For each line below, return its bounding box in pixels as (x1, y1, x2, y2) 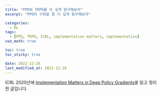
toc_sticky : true (5, 52, 41, 57)
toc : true (5, 48, 26, 52)
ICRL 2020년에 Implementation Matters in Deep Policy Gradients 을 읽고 (5, 79, 148, 86)
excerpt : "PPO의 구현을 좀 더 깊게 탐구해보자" (5, 12, 91, 17)
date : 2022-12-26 (5, 61, 41, 66)
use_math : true (5, 39, 36, 44)
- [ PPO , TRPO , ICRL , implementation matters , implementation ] (9, 34, 139, 39)
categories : (5, 21, 29, 25)
